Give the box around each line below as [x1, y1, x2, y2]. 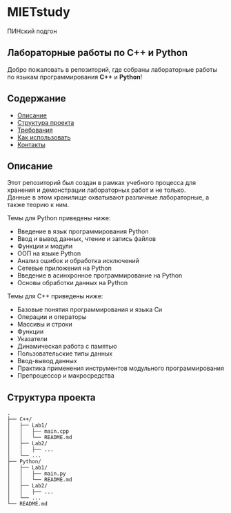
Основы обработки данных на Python [17, 279, 128, 287]
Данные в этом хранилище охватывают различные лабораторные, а [7, 193, 210, 202]
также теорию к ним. [7, 201, 70, 209]
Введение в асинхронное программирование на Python [17, 271, 183, 280]
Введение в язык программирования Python [17, 227, 149, 235]
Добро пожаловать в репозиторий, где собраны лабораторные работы [7, 65, 217, 73]
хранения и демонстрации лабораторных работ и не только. [7, 186, 186, 194]
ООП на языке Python [17, 249, 81, 258]
